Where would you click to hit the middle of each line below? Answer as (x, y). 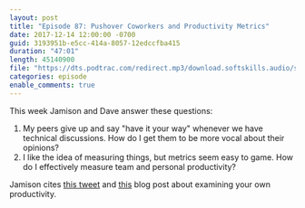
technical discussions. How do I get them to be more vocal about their (153, 137)
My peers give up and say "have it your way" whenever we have (143, 128)
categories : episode (49, 77)
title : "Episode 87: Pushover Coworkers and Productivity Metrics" (140, 26)
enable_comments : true (52, 85)
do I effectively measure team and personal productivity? (129, 166)
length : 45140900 (42, 60)
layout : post (34, 18)
